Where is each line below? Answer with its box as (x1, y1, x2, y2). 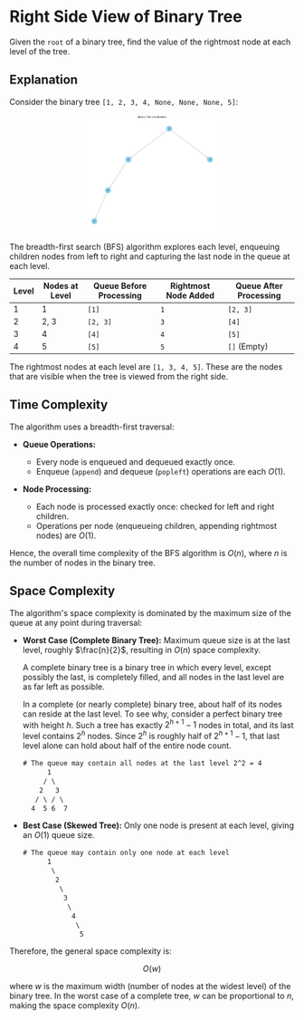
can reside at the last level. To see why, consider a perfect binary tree (22, 708, 283, 719)
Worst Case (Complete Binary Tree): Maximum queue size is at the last (22, 634, 291, 645)
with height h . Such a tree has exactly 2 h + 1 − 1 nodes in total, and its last (22, 717, 294, 730)
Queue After (235, 281, 283, 292)
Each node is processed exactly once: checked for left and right (35, 501, 275, 512)
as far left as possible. (22, 681, 106, 692)
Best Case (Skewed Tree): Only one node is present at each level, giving (22, 820, 294, 831)
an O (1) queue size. (22, 829, 95, 840)
